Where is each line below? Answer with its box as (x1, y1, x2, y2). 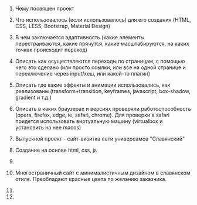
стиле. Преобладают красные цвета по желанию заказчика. (15, 176, 167, 182)
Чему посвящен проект (15, 5, 74, 12)
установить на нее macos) (15, 124, 81, 131)
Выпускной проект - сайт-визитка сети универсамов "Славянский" (15, 135, 185, 142)
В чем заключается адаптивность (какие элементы (15, 34, 145, 40)
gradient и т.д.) (15, 94, 52, 101)
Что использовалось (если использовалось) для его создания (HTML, (15, 16, 191, 23)
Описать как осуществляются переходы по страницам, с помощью (15, 58, 185, 64)
